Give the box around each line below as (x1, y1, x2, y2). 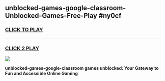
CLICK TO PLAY (5, 27, 43, 33)
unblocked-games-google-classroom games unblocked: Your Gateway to (5, 65, 159, 71)
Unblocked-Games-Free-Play (5, 12, 97, 20)
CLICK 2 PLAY (5, 45, 39, 52)
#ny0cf (98, 12, 122, 20)
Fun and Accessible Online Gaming (5, 70, 78, 76)
